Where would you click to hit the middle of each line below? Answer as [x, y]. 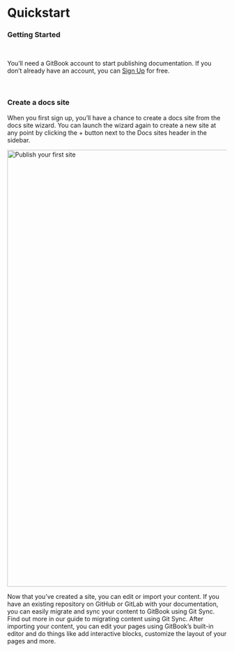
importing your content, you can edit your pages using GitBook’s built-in [110, 626]
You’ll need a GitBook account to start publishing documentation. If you [109, 64]
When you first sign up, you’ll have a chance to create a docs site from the [114, 117]
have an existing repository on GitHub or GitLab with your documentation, [113, 604]
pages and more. [32, 641]
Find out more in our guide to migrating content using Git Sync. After [106, 618]
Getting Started [34, 35]
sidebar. [19, 140]
